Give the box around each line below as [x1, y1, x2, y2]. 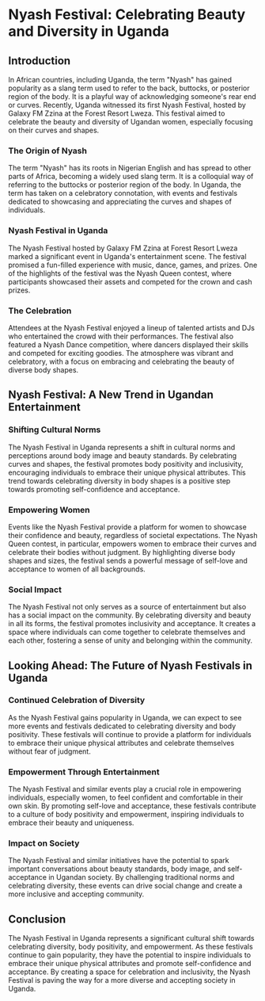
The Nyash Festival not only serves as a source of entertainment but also [8, 602, 247, 612]
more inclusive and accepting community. [8, 889, 145, 899]
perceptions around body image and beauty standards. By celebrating [8, 450, 237, 460]
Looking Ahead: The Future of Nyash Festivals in [8, 659, 253, 672]
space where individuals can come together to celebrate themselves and [8, 628, 246, 637]
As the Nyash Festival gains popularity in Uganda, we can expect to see [8, 713, 242, 722]
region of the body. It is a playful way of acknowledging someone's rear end [8, 92, 257, 101]
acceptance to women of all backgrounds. [8, 564, 146, 574]
